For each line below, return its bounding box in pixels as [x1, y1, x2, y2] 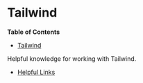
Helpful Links [17, 68, 56, 76]
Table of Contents [7, 28, 60, 36]
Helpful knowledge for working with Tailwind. [7, 54, 137, 63]
